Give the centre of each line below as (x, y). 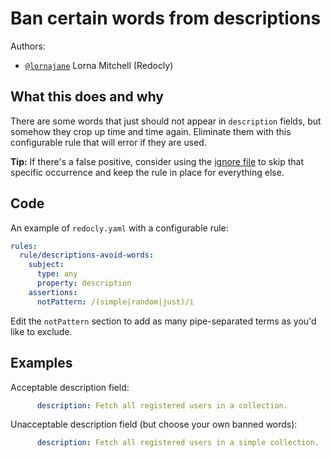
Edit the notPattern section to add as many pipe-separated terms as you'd (163, 321)
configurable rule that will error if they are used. (108, 142)
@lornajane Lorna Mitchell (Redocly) (99, 65)
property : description (84, 283)
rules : (24, 246)
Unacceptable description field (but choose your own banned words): (154, 424)
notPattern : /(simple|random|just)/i (115, 302)
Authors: (28, 46)
